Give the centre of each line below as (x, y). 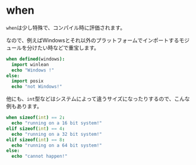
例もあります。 (24, 106)
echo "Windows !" (33, 70)
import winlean (30, 64)
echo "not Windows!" (37, 87)
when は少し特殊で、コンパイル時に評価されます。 (66, 27)
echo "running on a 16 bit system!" (57, 123)
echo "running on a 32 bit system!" (57, 134)
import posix (28, 81)
